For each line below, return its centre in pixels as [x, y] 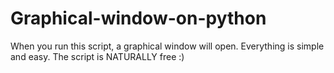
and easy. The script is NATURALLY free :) [97, 56]
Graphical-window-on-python [138, 18]
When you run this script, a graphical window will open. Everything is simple [167, 46]
